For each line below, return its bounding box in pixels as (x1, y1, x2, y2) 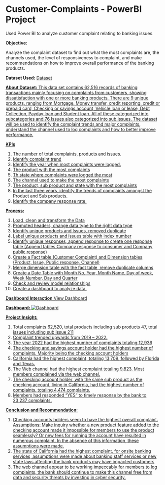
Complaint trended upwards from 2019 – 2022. (12, 334, 108, 340)
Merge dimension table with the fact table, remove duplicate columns (12, 265, 154, 270)
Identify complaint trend (12, 156, 62, 162)
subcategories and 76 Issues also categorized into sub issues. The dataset (5, 116, 158, 122)
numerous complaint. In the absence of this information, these (12, 438, 139, 443)
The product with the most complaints (12, 167, 90, 173)
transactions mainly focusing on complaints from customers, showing (5, 89, 147, 95)
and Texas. (12, 360, 35, 366)
